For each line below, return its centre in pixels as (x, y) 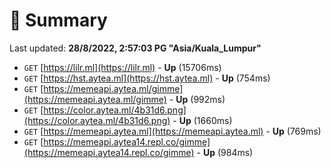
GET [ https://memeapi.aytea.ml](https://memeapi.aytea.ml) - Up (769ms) (172, 131)
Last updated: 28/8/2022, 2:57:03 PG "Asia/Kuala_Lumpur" (135, 48)
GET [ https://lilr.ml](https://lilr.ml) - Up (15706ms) (122, 67)
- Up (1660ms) (202, 120)
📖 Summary (58, 20)
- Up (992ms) (197, 99)
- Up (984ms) (225, 152)
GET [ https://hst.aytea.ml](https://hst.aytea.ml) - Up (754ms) (147, 78)
